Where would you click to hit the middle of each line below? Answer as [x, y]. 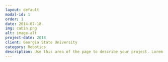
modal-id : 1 [18, 14]
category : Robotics [26, 47]
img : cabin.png [21, 28]
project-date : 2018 [26, 38]
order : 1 [14, 19]
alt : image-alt [21, 33]
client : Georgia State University [41, 42]
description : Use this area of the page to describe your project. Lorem [84, 51]
